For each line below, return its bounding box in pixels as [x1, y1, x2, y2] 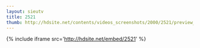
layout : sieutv [6, 8, 44, 15]
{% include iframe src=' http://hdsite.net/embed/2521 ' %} [6, 36, 146, 43]
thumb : [6, 19, 23, 25]
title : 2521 [6, 14, 36, 20]
